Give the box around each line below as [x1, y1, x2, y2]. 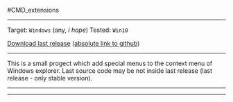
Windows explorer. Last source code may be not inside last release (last [7, 67, 213, 75]
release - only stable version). [7, 74, 93, 82]
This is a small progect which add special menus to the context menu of [7, 59, 213, 67]
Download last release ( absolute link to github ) [7, 40, 140, 47]
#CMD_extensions [7, 6, 60, 14]
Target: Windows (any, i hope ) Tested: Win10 [7, 26, 128, 34]
